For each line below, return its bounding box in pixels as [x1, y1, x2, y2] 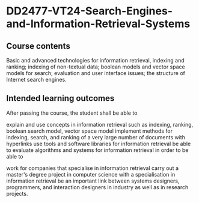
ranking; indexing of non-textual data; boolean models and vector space [6, 63, 185, 70]
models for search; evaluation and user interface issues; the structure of [6, 70, 185, 76]
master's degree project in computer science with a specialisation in [6, 171, 176, 178]
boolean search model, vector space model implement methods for [6, 127, 173, 135]
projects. [6, 190, 28, 197]
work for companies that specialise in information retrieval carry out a [6, 164, 179, 172]
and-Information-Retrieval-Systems [6, 17, 191, 31]
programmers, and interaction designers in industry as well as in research [6, 183, 189, 190]
